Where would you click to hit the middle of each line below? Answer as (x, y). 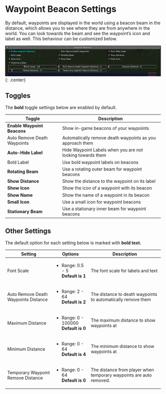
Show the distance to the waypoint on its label (109, 181)
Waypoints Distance (27, 299)
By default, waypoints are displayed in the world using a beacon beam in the (83, 23)
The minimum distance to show (123, 346)
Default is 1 (74, 276)
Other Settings (28, 231)
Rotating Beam (23, 171)
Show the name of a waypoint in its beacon (106, 195)
